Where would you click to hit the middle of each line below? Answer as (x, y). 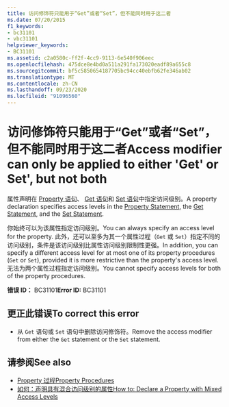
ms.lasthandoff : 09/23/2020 (47, 90)
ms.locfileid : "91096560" (44, 97)
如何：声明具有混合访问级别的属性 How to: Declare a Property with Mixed (119, 388)
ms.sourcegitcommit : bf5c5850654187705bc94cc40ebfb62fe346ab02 (99, 71)
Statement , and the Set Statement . (56, 214)
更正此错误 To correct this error (73, 313)
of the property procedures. (46, 275)
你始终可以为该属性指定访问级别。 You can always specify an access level (111, 227)
